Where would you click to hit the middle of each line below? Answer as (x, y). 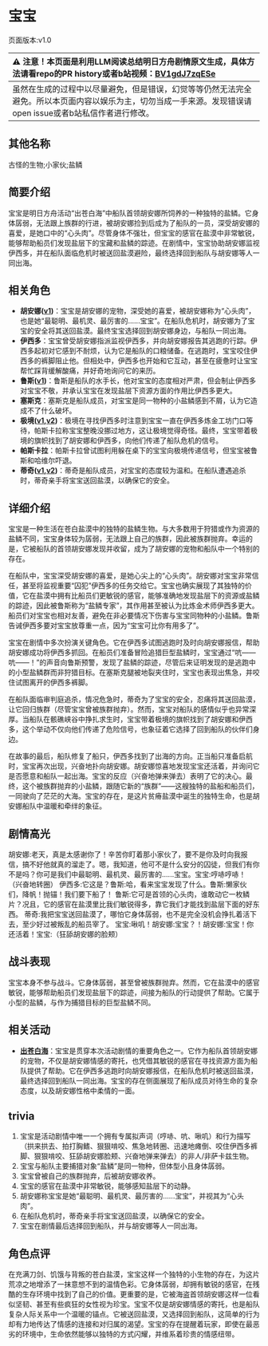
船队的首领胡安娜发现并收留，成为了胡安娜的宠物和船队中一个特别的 (148, 549)
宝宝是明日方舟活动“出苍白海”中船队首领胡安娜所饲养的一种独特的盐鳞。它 (130, 213)
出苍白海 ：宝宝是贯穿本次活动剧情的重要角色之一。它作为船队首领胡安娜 (138, 1051)
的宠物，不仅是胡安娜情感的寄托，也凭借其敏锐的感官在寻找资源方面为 (135, 1060)
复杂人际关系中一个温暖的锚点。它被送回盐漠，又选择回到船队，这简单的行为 (134, 1314)
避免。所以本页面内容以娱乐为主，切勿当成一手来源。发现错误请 (132, 101)
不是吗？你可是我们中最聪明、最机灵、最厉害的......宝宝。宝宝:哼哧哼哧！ (127, 874)
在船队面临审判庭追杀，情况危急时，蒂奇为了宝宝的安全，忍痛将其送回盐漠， (134, 700)
